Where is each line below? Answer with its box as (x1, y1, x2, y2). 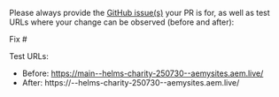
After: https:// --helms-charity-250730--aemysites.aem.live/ (21, 78, 240, 87)
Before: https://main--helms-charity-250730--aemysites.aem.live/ (21, 68, 264, 78)
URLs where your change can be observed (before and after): (9, 17, 235, 27)
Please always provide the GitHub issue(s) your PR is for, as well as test (9, 8, 270, 18)
